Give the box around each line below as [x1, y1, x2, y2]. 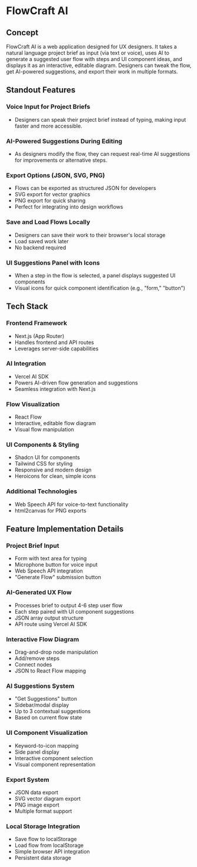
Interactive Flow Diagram [6, 635, 79, 643]
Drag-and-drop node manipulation [14, 648, 98, 656]
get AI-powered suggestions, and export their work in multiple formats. [6, 68, 178, 75]
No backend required [14, 244, 66, 251]
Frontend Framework [6, 319, 68, 327]
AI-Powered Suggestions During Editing [6, 137, 122, 145]
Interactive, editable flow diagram [14, 420, 96, 427]
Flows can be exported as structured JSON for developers [14, 185, 156, 192]
